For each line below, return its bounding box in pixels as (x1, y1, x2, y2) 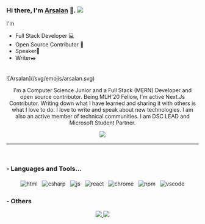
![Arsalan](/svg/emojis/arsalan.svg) (6, 75, 95, 82)
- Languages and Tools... (6, 165, 82, 173)
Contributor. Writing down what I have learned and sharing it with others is (9, 99, 196, 107)
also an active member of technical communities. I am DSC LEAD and (15, 113, 190, 120)
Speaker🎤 (15, 48, 40, 55)
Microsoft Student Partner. (69, 119, 136, 126)
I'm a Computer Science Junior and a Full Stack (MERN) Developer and (13, 87, 192, 94)
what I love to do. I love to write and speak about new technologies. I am (12, 106, 193, 114)
